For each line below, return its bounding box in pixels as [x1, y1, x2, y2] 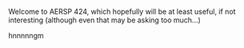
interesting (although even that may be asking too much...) [8, 15, 202, 25]
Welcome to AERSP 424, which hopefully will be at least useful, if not [8, 7, 236, 16]
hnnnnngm [8, 31, 44, 40]
